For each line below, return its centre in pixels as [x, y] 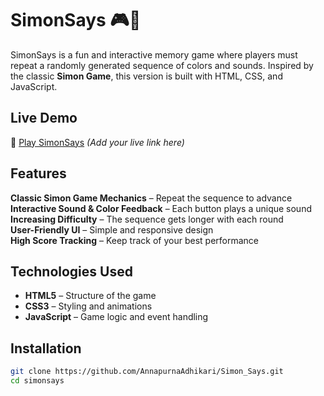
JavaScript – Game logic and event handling [116, 317]
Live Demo [44, 118]
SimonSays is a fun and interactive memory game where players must [154, 54]
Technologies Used [71, 271]
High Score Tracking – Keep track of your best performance [135, 240]
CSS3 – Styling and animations [88, 306]
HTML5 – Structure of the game [90, 296]
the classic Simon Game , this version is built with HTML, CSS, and [146, 76]
